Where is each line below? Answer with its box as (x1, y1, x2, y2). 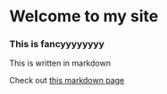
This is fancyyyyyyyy (9, 38, 105, 51)
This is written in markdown (9, 58, 112, 68)
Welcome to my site (9, 6, 159, 27)
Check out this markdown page (9, 75, 125, 86)
